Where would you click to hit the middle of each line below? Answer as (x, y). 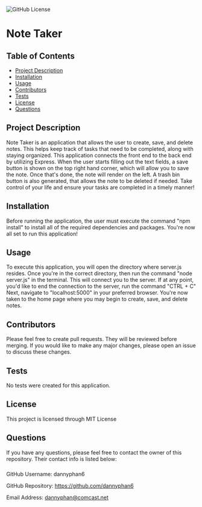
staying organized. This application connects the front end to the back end (99, 155)
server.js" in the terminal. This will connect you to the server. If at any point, (100, 280)
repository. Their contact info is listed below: (62, 459)
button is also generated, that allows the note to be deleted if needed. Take (99, 180)
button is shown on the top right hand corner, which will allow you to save (98, 168)
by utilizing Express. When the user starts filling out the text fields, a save (97, 161)
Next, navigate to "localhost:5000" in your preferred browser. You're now (97, 293)
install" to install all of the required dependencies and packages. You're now (101, 227)
